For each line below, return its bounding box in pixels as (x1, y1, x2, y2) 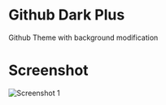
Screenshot (8, 61, 89, 80)
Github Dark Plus (8, 6, 125, 24)
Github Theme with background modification (8, 33, 159, 42)
